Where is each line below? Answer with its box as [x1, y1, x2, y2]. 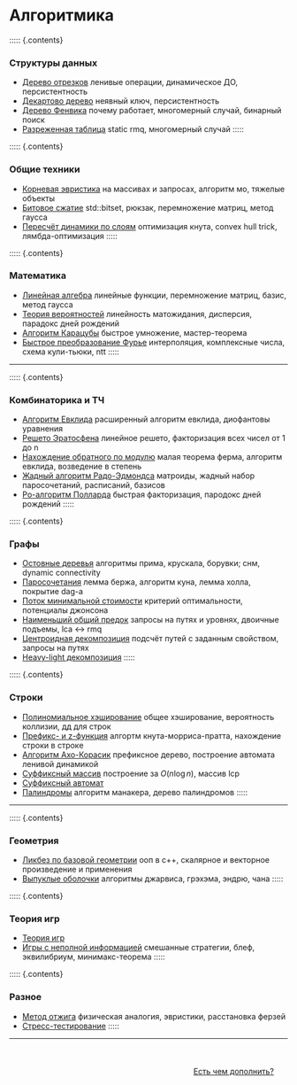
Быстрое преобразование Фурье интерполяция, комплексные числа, [21, 337, 286, 347]
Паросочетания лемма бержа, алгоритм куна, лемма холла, [21, 577, 251, 587]
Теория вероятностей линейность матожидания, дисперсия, [21, 308, 253, 319]
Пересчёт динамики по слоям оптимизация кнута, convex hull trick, [21, 221, 278, 231]
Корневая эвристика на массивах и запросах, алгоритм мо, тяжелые [21, 183, 286, 194]
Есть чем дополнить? [193, 1066, 274, 1076]
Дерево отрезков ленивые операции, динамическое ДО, [21, 77, 239, 88]
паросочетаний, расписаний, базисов [21, 480, 166, 491]
